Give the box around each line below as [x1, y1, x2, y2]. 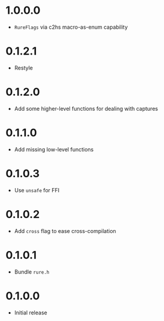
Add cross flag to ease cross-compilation [14, 227, 116, 234]
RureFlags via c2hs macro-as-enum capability [14, 23, 128, 31]
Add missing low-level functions [14, 146, 94, 153]
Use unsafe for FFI [14, 186, 60, 193]
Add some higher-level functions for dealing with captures [14, 105, 158, 112]
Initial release [14, 309, 47, 316]
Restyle [14, 64, 34, 71]
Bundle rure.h [14, 268, 50, 275]
